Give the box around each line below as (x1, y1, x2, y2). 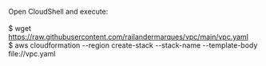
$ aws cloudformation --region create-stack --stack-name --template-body (8, 41, 258, 50)
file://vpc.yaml (8, 49, 56, 58)
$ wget (8, 24, 32, 33)
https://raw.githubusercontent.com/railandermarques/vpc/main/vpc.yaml (8, 32, 249, 41)
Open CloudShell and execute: (8, 7, 109, 16)
